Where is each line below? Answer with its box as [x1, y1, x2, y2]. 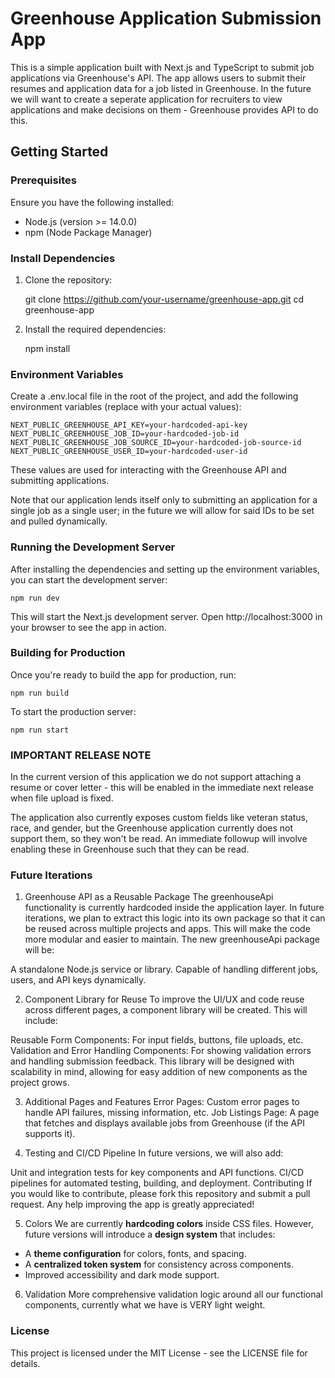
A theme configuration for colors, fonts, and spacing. [24, 1248, 247, 1260]
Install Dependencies [10, 251, 116, 265]
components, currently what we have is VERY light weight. [24, 1299, 266, 1311]
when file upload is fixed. [10, 792, 114, 804]
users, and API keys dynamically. [10, 974, 147, 986]
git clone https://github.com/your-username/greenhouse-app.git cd [24, 293, 305, 305]
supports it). [24, 1128, 76, 1140]
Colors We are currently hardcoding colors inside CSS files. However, [24, 1218, 314, 1230]
